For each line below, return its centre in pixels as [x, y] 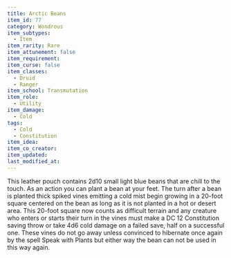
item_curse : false [34, 65]
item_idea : [23, 142]
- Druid [25, 78]
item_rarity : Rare [34, 46]
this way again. [29, 247]
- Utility [27, 104]
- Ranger [26, 84]
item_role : [23, 98]
